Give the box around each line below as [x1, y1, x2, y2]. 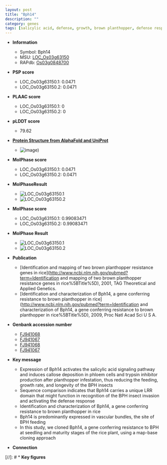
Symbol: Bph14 [19, 49, 51, 55]
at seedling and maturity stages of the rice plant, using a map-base [19, 430, 158, 436]
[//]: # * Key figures [5, 454, 46, 460]
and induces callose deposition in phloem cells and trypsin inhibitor [19, 372, 158, 378]
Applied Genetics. [19, 286, 57, 292]
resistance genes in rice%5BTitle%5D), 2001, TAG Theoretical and [19, 280, 156, 286]
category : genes [5, 21, 39, 26]
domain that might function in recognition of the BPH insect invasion [19, 393, 160, 399]
